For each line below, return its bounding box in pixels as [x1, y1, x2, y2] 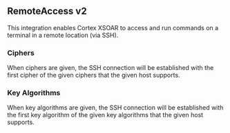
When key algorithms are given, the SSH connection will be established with [7, 104, 224, 112]
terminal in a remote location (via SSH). [7, 31, 119, 39]
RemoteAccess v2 [7, 5, 88, 17]
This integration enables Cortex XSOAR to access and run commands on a [7, 23, 219, 32]
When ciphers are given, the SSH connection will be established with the [7, 64, 214, 72]
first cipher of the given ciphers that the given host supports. [7, 71, 181, 80]
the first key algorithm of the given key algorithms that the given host [7, 111, 204, 119]
